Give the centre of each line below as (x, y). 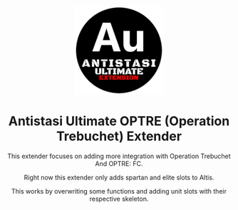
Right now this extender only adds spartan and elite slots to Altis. (119, 177)
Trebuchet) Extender (119, 136)
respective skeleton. (119, 199)
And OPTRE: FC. (119, 163)
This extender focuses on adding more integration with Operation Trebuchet (119, 156)
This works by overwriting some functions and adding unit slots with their (119, 191)
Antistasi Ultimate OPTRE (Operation (119, 121)
